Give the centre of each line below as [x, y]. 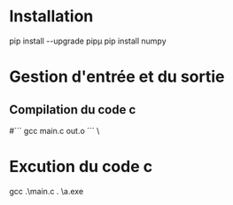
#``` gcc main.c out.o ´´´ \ [54, 130]
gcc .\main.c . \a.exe [47, 191]
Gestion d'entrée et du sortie [117, 77]
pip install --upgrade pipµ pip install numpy [88, 41]
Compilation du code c [73, 110]
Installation [51, 16]
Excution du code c [81, 167]
